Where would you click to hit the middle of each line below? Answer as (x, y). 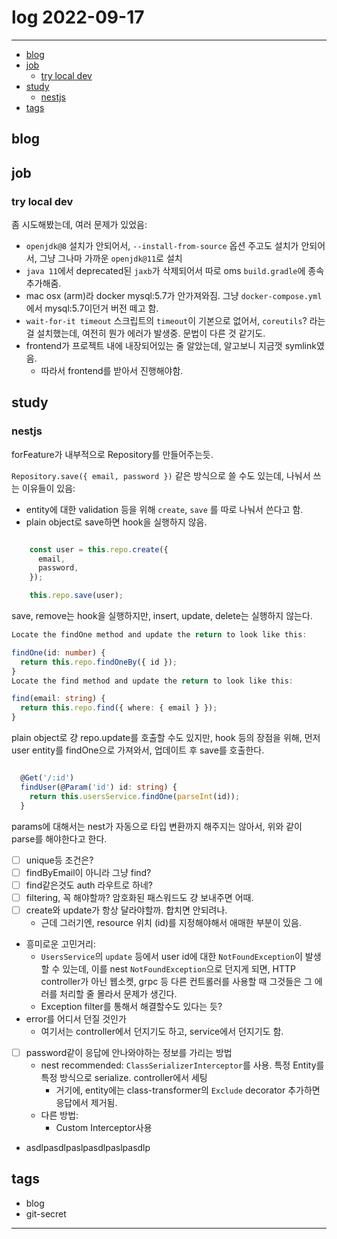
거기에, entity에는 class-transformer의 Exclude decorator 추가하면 (188, 1090)
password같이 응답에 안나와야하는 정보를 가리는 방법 (129, 1052)
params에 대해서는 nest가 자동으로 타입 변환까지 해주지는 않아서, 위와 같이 (157, 826)
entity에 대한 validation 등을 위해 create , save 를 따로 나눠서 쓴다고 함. (164, 509)
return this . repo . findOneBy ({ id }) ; (99, 662)
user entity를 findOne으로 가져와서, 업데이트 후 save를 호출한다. (138, 750)
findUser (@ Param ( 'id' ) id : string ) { (99, 787)
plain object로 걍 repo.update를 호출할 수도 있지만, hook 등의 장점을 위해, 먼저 (166, 738)
